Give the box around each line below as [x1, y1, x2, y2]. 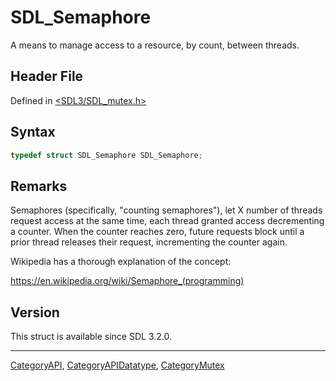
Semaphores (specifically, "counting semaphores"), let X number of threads [10, 204, 323, 216]
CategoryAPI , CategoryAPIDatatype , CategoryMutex [10, 359, 225, 371]
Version [10, 304, 60, 321]
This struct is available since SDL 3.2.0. [10, 331, 172, 343]
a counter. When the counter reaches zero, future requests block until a [10, 226, 305, 238]
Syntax [10, 124, 56, 141]
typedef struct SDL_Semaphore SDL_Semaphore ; [10, 150, 203, 160]
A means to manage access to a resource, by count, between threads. [10, 39, 300, 51]
